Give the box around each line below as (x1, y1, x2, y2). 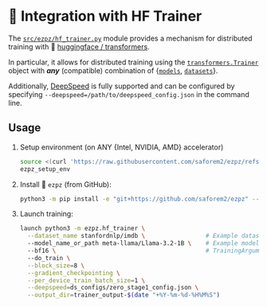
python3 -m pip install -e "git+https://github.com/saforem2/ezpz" (19, 195, 249, 203)
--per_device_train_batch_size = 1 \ (27, 276, 146, 285)
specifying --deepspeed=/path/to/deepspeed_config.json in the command (8, 89, 249, 99)
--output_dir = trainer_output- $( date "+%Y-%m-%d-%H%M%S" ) (27, 291, 221, 299)
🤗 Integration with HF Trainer (8, 7, 202, 25)
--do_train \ (27, 254, 71, 262)
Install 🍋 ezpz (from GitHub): (19, 179, 112, 189)
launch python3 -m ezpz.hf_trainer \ (19, 224, 146, 233)
